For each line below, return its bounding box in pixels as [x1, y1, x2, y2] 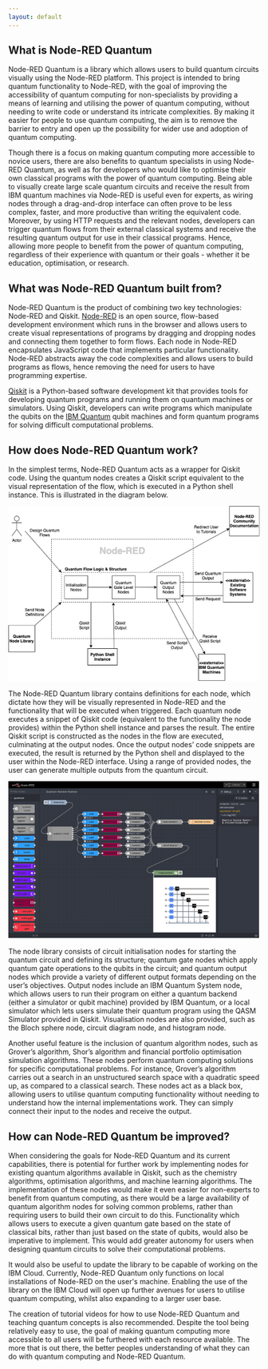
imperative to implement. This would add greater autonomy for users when [8, 1236, 254, 1246]
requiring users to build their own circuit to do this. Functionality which [8, 1211, 240, 1220]
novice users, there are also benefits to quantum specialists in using [8, 157, 232, 166]
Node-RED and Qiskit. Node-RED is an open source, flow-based [8, 312, 219, 321]
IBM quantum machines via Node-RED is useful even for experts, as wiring [8, 190, 254, 200]
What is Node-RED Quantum [8, 44, 152, 58]
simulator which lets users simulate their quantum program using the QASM [8, 1006, 257, 1016]
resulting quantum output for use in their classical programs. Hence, [8, 233, 233, 243]
